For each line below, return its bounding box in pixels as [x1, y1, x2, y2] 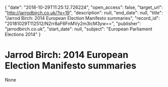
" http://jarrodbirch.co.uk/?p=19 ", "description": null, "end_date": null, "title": [5, 10, 163, 16]
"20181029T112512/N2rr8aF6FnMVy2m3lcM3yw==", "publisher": [5, 20, 141, 26]
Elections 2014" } [5, 32, 41, 37]
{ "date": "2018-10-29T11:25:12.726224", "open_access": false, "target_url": [5, 5, 163, 10]
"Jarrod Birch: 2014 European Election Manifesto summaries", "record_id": [5, 15, 160, 21]
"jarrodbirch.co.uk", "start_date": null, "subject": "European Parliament [5, 26, 152, 32]
